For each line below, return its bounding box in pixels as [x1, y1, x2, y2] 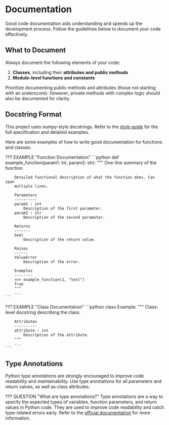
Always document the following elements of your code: [5, 59, 120, 66]
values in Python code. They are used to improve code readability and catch [5, 404, 164, 410]
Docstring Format [5, 110, 62, 119]
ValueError [14, 255, 37, 260]
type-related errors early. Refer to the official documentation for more [5, 410, 150, 416]
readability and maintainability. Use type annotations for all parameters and [5, 378, 162, 384]
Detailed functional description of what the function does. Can [14, 174, 155, 180]
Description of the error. [23, 259, 80, 264]
